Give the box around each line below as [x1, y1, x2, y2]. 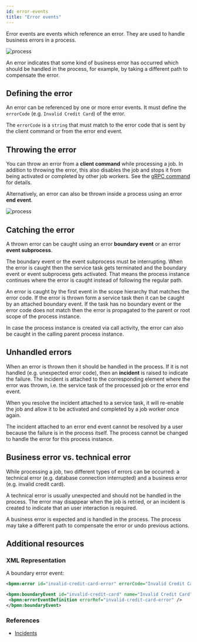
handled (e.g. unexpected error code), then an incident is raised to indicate [6, 369, 189, 376]
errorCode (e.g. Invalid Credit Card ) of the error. [6, 110, 126, 117]
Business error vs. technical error [6, 452, 131, 463]
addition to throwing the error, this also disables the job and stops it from [6, 166, 182, 173]
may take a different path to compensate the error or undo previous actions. [6, 522, 189, 529]
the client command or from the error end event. [6, 128, 123, 135]
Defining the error [6, 88, 73, 98]
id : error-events [6, 8, 49, 15]
